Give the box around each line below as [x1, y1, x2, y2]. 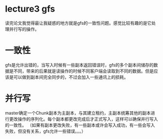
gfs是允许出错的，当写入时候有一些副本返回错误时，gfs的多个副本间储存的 [5, 62, 154, 68]
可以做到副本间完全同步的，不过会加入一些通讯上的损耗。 [13, 74, 129, 80]
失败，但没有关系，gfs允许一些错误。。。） [5, 128, 86, 134]
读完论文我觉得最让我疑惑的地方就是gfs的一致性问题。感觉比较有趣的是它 [5, 20, 152, 26]
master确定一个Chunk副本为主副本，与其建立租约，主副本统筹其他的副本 [5, 110, 151, 116]
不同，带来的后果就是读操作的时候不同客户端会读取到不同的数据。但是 [13, 68, 154, 74]
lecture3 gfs [5, 3, 55, 15]
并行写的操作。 [9, 26, 39, 32]
